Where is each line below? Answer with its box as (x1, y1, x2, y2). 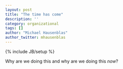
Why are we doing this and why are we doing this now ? (5, 58, 119, 64)
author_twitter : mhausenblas (5, 35, 66, 40)
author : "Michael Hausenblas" (5, 30, 68, 35)
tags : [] (5, 26, 23, 31)
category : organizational (5, 21, 59, 26)
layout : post (5, 7, 32, 12)
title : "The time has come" (5, 12, 64, 17)
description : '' (5, 16, 39, 21)
